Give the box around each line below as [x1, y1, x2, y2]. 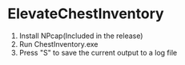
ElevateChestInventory [7, 5, 165, 23]
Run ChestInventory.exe [18, 39, 99, 48]
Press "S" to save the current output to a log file [18, 48, 178, 57]
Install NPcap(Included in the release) [18, 31, 143, 40]
